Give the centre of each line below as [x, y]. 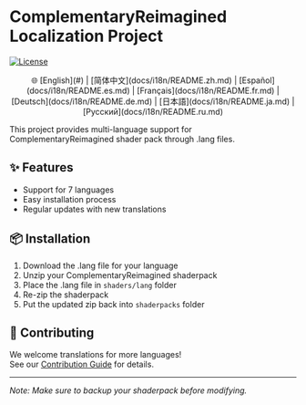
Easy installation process [69, 199]
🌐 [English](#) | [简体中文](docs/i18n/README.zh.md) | [134, 80]
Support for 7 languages [68, 190]
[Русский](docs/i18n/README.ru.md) [153, 111]
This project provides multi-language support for [101, 129]
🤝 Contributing [52, 332]
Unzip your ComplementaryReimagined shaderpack [120, 275]
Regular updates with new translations [94, 209]
